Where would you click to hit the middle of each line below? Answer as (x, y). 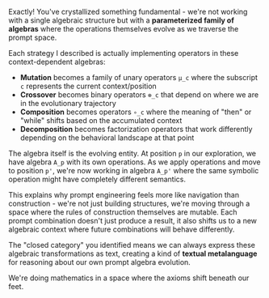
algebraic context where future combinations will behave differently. (122, 229)
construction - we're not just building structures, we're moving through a (129, 203)
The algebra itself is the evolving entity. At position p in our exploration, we (132, 153)
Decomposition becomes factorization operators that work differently (136, 129)
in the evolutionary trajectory (68, 103)
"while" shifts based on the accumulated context (101, 120)
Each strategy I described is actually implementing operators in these (124, 53)
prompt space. (33, 37)
